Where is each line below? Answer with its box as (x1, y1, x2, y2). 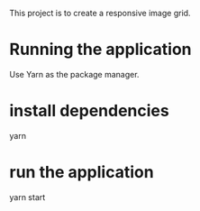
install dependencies (9, 101, 169, 121)
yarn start (9, 191, 46, 202)
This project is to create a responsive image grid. (9, 8, 191, 18)
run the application (9, 162, 155, 183)
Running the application (9, 40, 192, 60)
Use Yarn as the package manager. (9, 69, 140, 79)
